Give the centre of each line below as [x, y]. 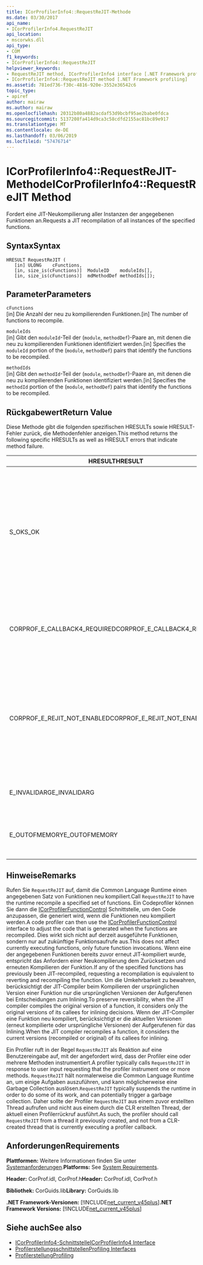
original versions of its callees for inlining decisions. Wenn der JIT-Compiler [100, 1012]
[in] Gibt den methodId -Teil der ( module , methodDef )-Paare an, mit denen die [99, 374]
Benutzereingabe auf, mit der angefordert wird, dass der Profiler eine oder [99, 1056]
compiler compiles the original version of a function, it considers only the [97, 1006]
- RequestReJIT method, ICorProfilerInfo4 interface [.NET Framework [96, 74]
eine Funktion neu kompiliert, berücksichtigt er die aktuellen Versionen [94, 1018]
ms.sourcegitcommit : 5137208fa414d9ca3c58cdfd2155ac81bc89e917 [88, 119]
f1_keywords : [23, 57]
